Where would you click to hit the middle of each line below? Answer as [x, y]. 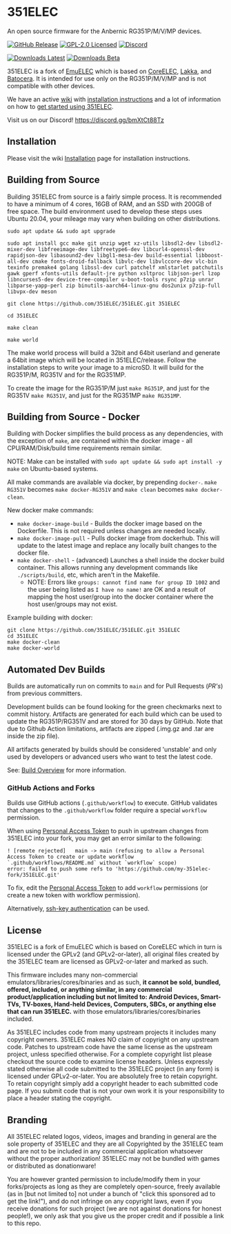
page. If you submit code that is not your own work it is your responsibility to [116, 1091]
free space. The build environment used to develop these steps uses [104, 211]
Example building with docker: [50, 617]
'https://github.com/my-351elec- [163, 869]
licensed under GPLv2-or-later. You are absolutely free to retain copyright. [112, 1076]
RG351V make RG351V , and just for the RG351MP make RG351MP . [94, 395]
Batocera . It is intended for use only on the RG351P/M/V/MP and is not [107, 78]
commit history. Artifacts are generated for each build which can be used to [114, 714]
